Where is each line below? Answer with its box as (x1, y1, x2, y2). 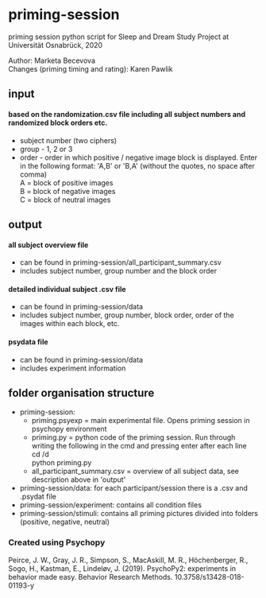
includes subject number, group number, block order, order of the (19, 310, 234, 320)
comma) (19, 169, 48, 179)
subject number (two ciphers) (19, 135, 118, 145)
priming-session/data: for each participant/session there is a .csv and (19, 483, 249, 493)
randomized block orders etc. (8, 118, 108, 127)
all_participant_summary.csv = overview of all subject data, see (31, 467, 240, 476)
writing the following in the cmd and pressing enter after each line (31, 441, 248, 451)
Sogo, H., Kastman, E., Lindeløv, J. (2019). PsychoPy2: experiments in (8, 563, 237, 573)
